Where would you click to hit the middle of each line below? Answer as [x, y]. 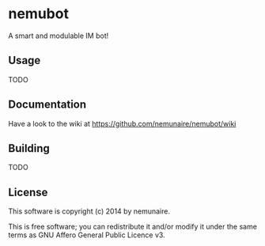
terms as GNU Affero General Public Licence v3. [87, 235]
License [28, 192]
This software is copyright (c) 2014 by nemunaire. [89, 211]
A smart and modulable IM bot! [59, 36]
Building [29, 148]
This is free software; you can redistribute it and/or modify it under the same [132, 227]
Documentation [47, 105]
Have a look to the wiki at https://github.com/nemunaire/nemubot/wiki [122, 123]
